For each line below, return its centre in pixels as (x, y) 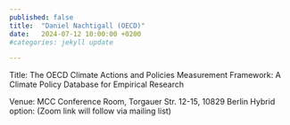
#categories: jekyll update (62, 42)
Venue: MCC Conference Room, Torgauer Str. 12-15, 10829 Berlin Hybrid (142, 102)
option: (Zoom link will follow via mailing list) (91, 111)
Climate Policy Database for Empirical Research (97, 84)
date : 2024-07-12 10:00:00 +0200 (75, 34)
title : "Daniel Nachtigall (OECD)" (77, 26)
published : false (41, 17)
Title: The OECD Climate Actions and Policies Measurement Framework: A (145, 75)
